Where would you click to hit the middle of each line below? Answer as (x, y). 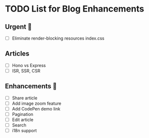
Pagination (23, 114)
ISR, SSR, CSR (26, 70)
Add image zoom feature (37, 103)
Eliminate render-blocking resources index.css (58, 38)
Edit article (23, 120)
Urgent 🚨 (19, 27)
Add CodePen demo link (36, 109)
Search (19, 125)
